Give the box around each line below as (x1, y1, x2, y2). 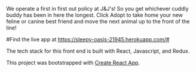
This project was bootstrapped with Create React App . (6, 59, 140, 66)
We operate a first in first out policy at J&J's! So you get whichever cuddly (6, 5, 189, 12)
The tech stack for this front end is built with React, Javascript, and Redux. (6, 47, 190, 55)
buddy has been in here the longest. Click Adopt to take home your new (6, 11, 183, 19)
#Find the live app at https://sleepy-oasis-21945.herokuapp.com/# (6, 36, 170, 43)
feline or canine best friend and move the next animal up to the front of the (6, 18, 190, 25)
